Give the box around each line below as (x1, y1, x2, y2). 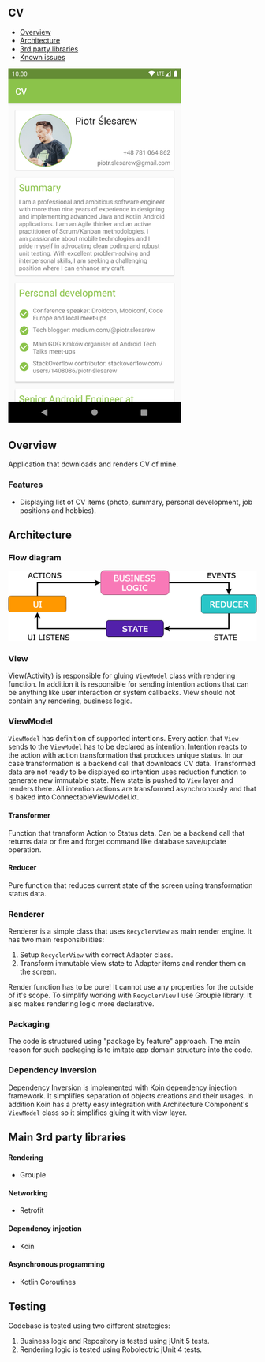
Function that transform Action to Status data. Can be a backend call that (8, 828, 245, 837)
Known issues (19, 52, 65, 62)
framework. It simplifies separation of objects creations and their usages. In (8, 1091, 254, 1100)
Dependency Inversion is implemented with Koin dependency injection (8, 1083, 237, 1092)
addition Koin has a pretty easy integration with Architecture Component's (8, 1099, 249, 1109)
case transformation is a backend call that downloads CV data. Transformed (8, 759, 256, 769)
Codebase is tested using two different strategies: (8, 1321, 171, 1330)
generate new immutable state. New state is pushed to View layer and (8, 776, 233, 785)
